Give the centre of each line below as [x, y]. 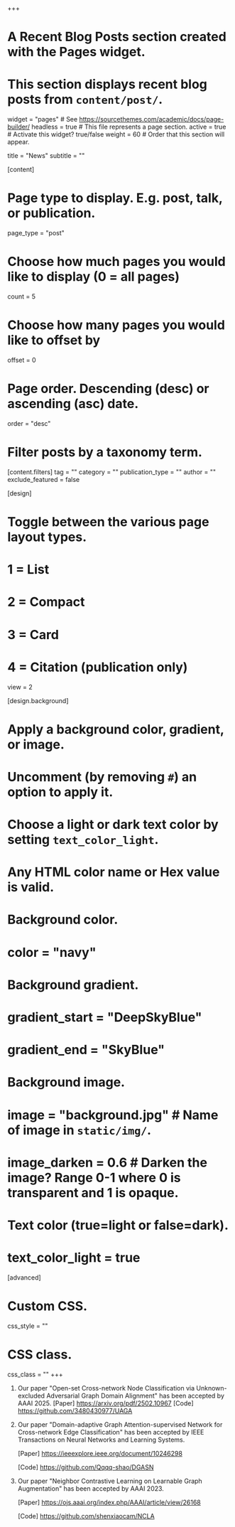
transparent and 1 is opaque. [93, 1193]
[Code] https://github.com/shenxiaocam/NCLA [86, 1516]
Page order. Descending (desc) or [108, 389]
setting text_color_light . [83, 840]
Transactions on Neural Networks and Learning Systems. [101, 1440]
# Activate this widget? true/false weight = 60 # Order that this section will [116, 134]
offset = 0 [22, 360]
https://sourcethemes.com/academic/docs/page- [152, 119]
